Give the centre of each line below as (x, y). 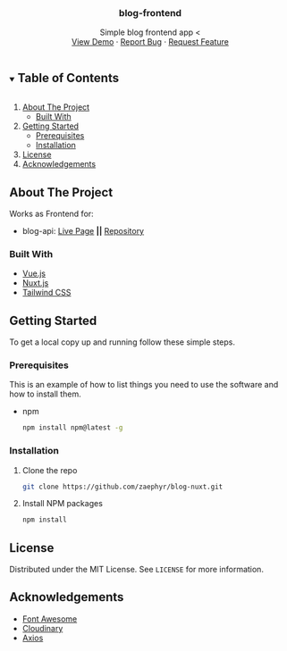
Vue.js (34, 273)
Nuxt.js (35, 283)
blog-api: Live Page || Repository (83, 230)
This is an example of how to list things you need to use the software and (144, 385)
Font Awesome (50, 619)
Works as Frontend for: (51, 213)
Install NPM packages (62, 504)
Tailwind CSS (46, 293)
